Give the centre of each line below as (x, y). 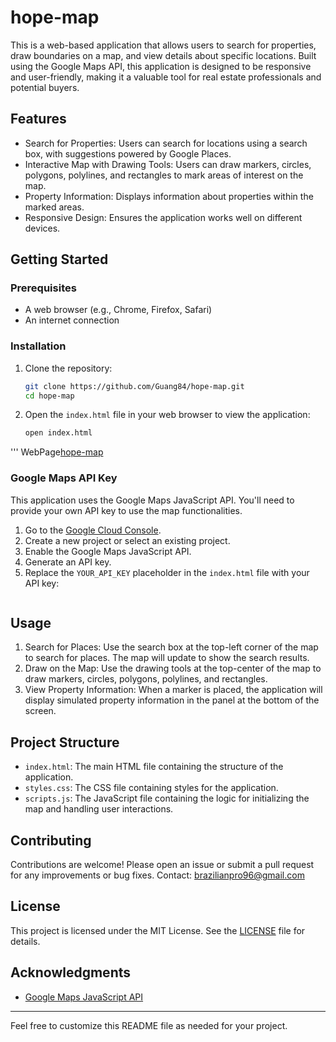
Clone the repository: (68, 368)
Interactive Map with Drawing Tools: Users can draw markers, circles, (168, 164)
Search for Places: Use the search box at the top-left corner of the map (171, 647)
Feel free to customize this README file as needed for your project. (149, 1025)
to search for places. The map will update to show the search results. (167, 658)
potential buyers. (45, 87)
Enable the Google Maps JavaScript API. (108, 551)
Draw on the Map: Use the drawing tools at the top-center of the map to (173, 668)
